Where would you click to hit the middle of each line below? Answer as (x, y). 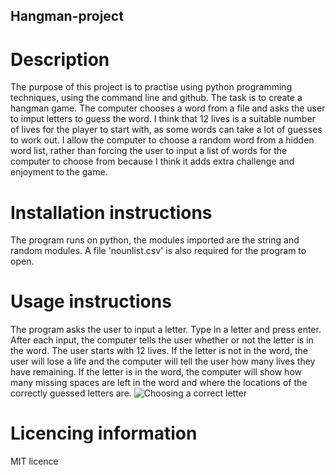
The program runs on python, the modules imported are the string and (155, 240)
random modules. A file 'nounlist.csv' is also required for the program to (158, 251)
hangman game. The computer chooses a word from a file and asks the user (168, 108)
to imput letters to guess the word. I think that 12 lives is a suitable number (163, 119)
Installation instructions (111, 212)
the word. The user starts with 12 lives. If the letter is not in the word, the (159, 351)
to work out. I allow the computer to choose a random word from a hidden (162, 140)
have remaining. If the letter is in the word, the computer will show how (156, 372)
